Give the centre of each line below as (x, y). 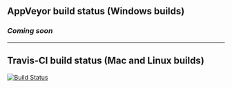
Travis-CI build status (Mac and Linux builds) (106, 61)
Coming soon (30, 31)
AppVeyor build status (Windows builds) (96, 11)
